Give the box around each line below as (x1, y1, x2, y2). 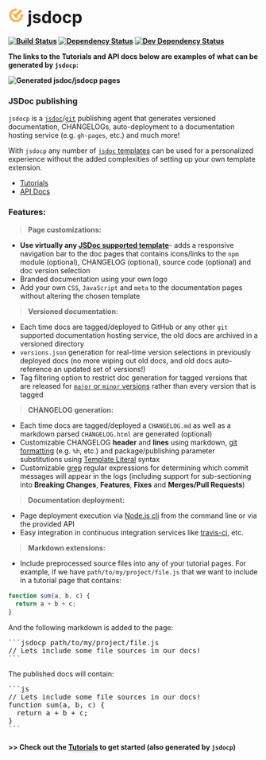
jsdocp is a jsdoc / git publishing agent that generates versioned (8, 114, 216, 123)
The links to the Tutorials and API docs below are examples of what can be (8, 51, 258, 61)
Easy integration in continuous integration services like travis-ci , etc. (19, 527, 244, 537)
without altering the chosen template (19, 291, 141, 300)
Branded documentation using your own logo (19, 274, 168, 284)
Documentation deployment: (27, 495, 125, 504)
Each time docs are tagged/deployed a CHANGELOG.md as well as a (19, 421, 232, 430)
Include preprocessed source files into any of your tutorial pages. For (19, 558, 247, 568)
